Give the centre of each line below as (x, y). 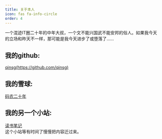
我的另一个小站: (29, 113)
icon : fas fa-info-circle (31, 14)
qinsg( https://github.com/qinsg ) (37, 68)
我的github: (22, 55)
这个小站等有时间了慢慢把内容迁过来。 (43, 131)
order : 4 (14, 18)
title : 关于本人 (20, 9)
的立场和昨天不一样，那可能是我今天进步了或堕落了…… (60, 39)
